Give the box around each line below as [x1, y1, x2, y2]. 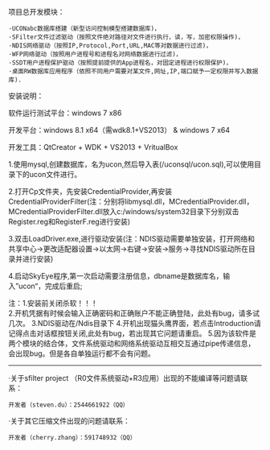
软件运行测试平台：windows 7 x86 [8, 108, 122, 118]
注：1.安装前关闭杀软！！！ [8, 299, 98, 308]
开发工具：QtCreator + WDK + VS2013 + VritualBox [8, 142, 178, 151]
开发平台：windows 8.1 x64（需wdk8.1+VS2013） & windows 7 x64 [8, 126, 231, 134]
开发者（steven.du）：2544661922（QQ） [8, 401, 129, 409]
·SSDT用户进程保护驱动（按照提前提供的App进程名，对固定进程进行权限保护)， [8, 59, 232, 67]
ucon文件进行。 [29, 170, 82, 179]
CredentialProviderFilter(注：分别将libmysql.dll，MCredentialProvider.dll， [8, 196, 254, 206]
